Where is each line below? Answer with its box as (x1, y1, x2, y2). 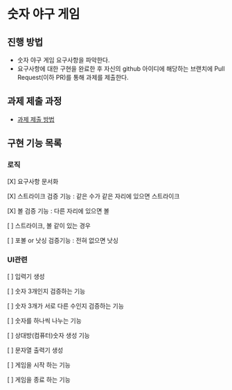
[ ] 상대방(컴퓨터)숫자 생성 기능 (7, 331, 90, 339)
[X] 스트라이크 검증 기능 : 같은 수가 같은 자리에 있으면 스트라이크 (7, 192, 180, 200)
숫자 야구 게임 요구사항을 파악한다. (17, 56, 110, 64)
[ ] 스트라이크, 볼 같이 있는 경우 (7, 221, 91, 230)
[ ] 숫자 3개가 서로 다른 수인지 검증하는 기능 (7, 301, 125, 310)
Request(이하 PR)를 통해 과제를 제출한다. (17, 74, 130, 81)
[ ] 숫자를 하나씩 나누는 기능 (7, 316, 82, 325)
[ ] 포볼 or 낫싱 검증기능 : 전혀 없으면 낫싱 (7, 236, 119, 244)
